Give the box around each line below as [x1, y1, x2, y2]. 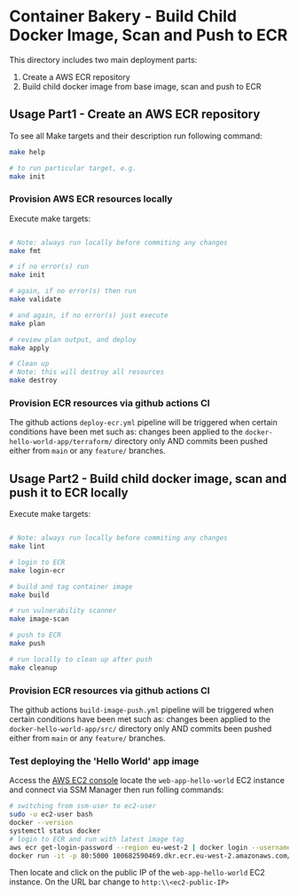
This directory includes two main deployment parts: [9, 54, 198, 65]
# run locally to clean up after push [9, 654, 153, 663]
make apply [9, 344, 50, 353]
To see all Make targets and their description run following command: [9, 131, 263, 141]
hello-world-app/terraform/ [9, 438, 114, 447]
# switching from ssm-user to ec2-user [9, 802, 157, 811]
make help [9, 147, 46, 156]
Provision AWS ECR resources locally [9, 193, 173, 205]
